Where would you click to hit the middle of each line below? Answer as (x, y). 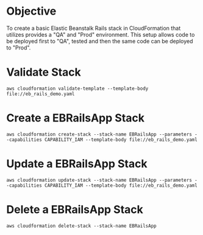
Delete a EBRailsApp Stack (75, 209)
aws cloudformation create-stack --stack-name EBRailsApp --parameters (99, 134)
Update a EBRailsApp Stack (77, 164)
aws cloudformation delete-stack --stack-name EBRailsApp (81, 226)
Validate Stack (44, 72)
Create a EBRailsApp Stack (76, 118)
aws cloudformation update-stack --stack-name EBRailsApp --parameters (99, 180)
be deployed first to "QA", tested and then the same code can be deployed (100, 41)
